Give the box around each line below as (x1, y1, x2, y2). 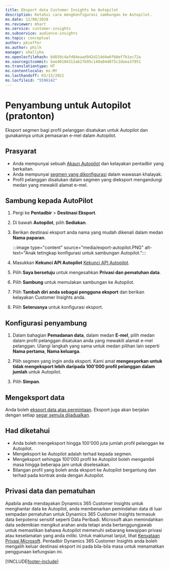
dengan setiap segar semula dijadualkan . (5, 412, 91, 418)
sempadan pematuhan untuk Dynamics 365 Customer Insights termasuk (5, 511, 156, 517)
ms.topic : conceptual (5, 36, 51, 41)
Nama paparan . (12, 235, 46, 241)
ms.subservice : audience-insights (5, 31, 78, 36)
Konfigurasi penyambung (5, 319, 87, 327)
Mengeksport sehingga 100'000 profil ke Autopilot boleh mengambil (12, 456, 155, 462)
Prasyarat (5, 147, 37, 156)
